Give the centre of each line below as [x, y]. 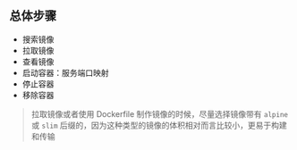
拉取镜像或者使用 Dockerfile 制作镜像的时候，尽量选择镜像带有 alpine [160, 113]
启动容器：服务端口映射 [65, 72]
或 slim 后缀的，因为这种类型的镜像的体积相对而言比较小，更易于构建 [159, 125]
